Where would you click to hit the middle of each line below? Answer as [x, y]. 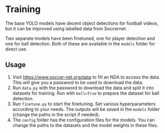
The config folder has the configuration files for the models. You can [84, 120]
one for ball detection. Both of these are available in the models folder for [80, 43]
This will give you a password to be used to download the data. [78, 82]
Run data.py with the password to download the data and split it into [83, 88]
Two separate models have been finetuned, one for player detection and [80, 38]
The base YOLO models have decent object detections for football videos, [82, 23]
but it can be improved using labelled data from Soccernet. [66, 28]
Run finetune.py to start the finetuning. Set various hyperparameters [84, 104]
